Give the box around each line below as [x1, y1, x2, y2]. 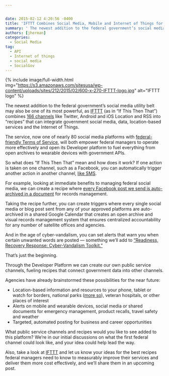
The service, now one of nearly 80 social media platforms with [5, 134, 135, 140]
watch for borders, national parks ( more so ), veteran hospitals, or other [12, 292, 160, 298]
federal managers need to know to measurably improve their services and [5, 355, 158, 361]
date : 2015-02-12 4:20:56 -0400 [5, 16, 73, 21]
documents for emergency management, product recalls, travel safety [12, 308, 158, 315]
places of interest [12, 298, 49, 304]
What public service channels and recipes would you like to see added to [5, 329, 157, 335]
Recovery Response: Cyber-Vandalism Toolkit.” [5, 242, 103, 248]
